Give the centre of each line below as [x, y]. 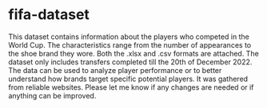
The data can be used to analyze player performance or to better [115, 70]
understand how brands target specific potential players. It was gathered [128, 79]
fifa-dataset [49, 15]
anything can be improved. [52, 95]
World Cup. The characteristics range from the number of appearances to [130, 44]
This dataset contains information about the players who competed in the [129, 37]
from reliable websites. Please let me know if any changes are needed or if [131, 87]
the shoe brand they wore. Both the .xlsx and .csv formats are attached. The [134, 53]
